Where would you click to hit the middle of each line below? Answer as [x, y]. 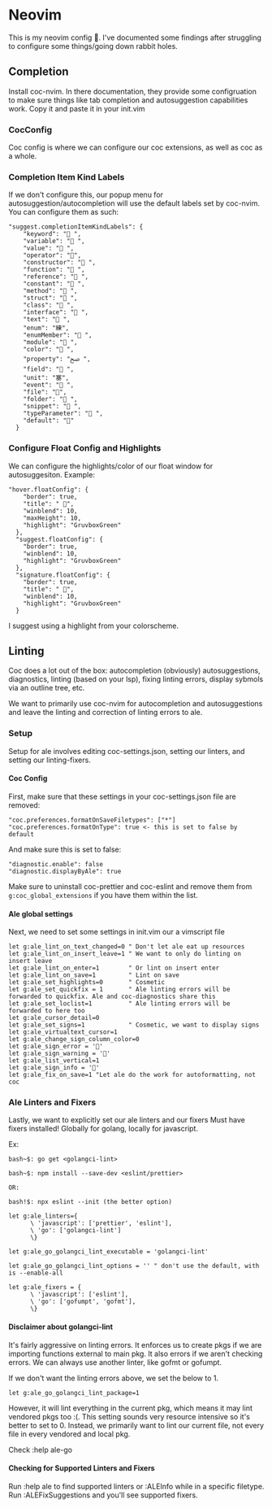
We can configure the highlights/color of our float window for [111, 466]
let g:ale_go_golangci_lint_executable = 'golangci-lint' [108, 1252]
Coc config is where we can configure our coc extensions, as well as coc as [136, 147]
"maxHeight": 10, [52, 518]
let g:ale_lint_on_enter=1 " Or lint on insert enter [114, 968]
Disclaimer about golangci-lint [61, 1327]
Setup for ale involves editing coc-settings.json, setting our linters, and [127, 751]
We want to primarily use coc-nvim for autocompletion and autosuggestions [136, 704]
